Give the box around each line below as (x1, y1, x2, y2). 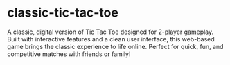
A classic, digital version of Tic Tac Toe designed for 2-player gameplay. (7, 28, 214, 36)
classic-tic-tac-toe (7, 5, 119, 21)
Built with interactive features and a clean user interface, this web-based (7, 35, 215, 43)
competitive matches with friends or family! (7, 50, 131, 58)
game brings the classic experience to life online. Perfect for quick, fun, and (7, 42, 224, 50)
